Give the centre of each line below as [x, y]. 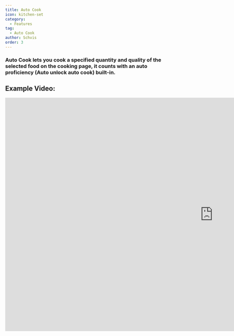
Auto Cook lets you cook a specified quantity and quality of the [83, 59]
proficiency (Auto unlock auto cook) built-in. [60, 72]
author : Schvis [21, 38]
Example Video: [30, 89]
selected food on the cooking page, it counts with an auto [76, 66]
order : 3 [14, 42]
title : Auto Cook [23, 10]
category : [15, 19]
